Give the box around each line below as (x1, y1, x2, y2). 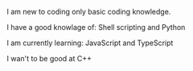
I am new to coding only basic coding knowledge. (6, 7, 171, 16)
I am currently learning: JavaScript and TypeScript (6, 38, 174, 48)
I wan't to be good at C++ (6, 54, 92, 63)
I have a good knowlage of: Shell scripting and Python (6, 23, 186, 31)
